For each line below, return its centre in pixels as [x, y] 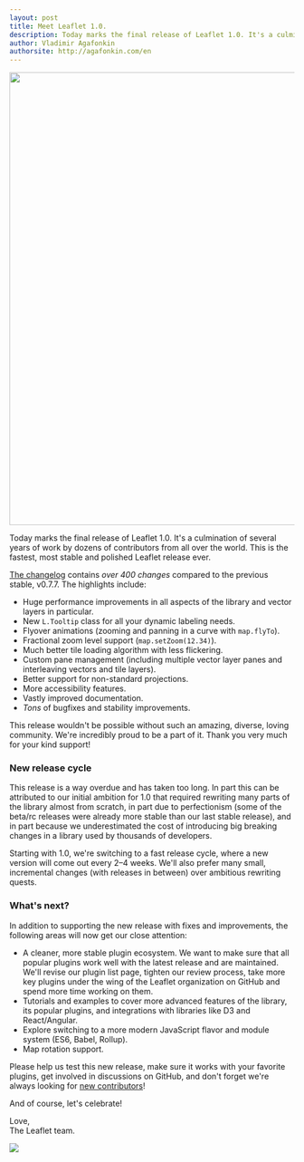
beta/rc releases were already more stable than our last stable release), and [150, 817]
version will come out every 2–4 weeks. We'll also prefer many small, [138, 863]
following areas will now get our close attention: [98, 935]
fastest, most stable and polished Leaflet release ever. [110, 557]
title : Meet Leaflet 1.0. [58, 26]
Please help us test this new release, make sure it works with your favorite [147, 1066]
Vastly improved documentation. [83, 698]
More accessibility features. [74, 688]
